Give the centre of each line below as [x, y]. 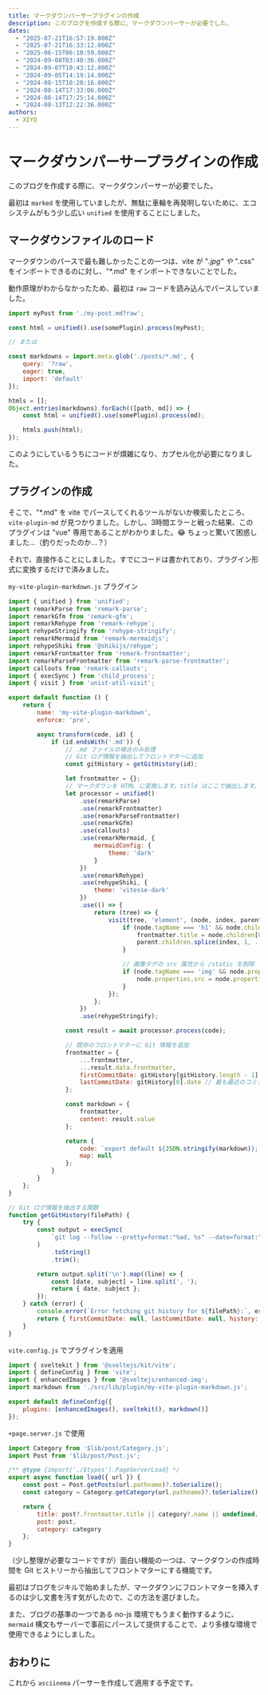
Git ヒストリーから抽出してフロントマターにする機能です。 [120, 1570]
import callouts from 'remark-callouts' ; [78, 668]
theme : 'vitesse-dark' [132, 890]
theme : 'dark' [132, 853]
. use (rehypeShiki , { [114, 883]
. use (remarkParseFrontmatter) [130, 816]
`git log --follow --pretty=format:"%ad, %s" [128, 1237]
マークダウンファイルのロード [81, 240]
